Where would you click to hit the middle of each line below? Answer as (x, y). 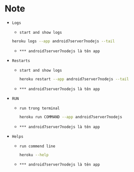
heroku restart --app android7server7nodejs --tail (74, 79)
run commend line (37, 146)
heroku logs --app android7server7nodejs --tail (63, 41)
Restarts (21, 61)
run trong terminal (40, 108)
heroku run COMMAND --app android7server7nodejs (71, 117)
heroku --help (34, 155)
